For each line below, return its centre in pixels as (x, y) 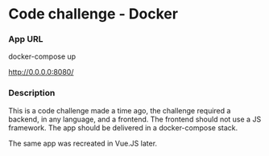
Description (32, 93)
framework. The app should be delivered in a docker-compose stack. (123, 127)
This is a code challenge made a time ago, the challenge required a (120, 110)
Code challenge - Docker (93, 14)
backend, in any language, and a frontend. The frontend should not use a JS (135, 119)
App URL (26, 39)
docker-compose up (42, 56)
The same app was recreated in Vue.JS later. (83, 143)
